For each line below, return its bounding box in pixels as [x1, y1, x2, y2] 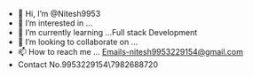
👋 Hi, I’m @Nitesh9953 [17, 9, 101, 19]
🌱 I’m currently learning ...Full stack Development [17, 27, 198, 37]
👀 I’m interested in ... [17, 18, 93, 28]
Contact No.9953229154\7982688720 [17, 59, 158, 70]
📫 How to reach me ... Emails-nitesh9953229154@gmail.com [17, 47, 244, 57]
